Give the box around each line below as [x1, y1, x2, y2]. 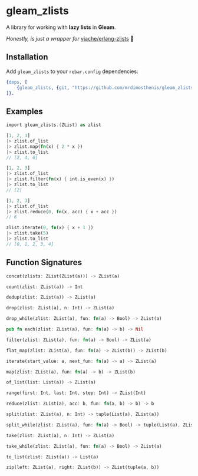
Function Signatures [6, 257, 82, 267]
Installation [6, 52, 48, 62]
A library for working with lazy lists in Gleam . [6, 24, 116, 31]
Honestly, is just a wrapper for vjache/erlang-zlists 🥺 [6, 35, 134, 42]
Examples [6, 106, 43, 116]
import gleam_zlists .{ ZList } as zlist [6, 122, 101, 128]
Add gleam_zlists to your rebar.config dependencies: [6, 68, 138, 75]
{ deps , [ [6, 79, 28, 85]
